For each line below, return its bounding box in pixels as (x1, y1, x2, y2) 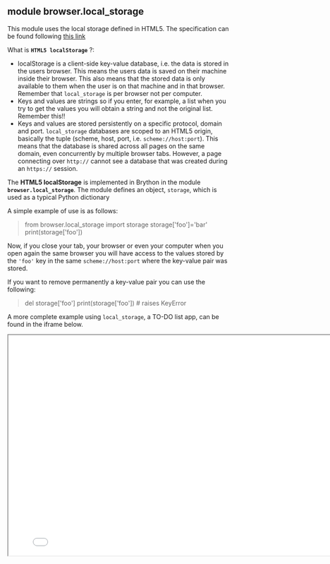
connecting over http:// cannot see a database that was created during (17, 157, 228, 165)
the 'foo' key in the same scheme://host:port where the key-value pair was (7, 256, 228, 265)
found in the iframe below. (7, 320, 83, 328)
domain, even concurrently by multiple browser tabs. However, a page (17, 149, 222, 157)
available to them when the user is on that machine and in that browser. (17, 81, 226, 90)
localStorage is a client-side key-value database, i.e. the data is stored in (17, 59, 229, 68)
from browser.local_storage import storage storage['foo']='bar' (24, 220, 208, 229)
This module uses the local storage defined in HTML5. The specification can (7, 24, 229, 32)
